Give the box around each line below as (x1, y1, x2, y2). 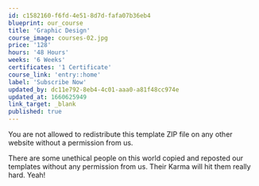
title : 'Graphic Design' (8, 26, 91, 34)
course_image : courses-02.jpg (8, 33, 109, 42)
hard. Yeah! (8, 170, 46, 180)
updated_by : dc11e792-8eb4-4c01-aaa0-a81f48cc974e (8, 85, 180, 94)
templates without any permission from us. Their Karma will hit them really (8, 162, 252, 171)
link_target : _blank (8, 100, 77, 108)
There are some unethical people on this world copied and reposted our (8, 153, 244, 163)
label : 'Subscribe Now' (8, 78, 87, 86)
